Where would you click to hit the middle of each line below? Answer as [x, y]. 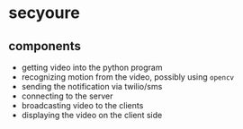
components [45, 46]
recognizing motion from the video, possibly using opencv [128, 77]
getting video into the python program [92, 67]
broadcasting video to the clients [82, 105]
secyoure [44, 13]
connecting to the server [67, 96]
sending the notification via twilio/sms [92, 86]
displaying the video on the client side [92, 115]
